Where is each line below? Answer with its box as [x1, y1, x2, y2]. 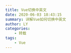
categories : [5, 26, 30, 31]
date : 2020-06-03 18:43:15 [5, 12, 62, 17]
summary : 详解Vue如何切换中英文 [5, 17, 66, 22]
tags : [5, 36, 17, 41]
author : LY [5, 21, 28, 27]
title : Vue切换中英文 [5, 7, 47, 13]
